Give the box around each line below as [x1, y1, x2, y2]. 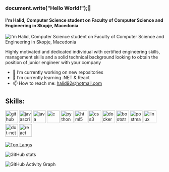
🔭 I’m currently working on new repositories [12, 69, 103, 75]
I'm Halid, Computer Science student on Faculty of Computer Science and [5, 17, 163, 23]
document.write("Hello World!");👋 [5, 5, 91, 12]
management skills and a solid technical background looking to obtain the [5, 54, 158, 60]
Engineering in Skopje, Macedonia [5, 22, 79, 28]
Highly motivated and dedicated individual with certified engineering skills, [5, 49, 160, 55]
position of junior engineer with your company [5, 60, 101, 66]
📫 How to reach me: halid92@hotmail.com [12, 80, 102, 86]
